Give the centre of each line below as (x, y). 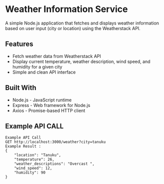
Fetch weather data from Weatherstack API (57, 56)
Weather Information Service (67, 9)
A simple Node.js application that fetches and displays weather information (82, 23)
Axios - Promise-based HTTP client (49, 110)
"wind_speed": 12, (33, 168)
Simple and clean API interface (44, 72)
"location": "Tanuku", (38, 155)
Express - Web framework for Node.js (51, 105)
